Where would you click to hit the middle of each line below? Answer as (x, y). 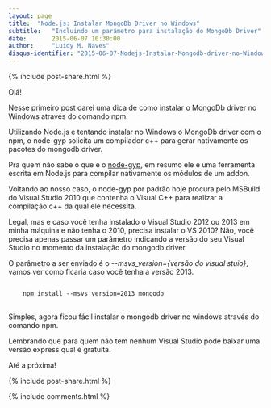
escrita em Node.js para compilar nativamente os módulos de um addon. (129, 173)
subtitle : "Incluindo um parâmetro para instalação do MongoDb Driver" (135, 31)
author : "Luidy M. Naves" (59, 46)
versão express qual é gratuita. (60, 349)
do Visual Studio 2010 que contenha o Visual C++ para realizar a (116, 198)
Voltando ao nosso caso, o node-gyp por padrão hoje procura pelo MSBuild (134, 189)
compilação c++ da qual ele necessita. (73, 206)
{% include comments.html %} (59, 396)
